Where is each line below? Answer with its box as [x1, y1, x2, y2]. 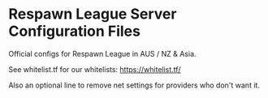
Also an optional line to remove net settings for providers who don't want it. [8, 80, 260, 90]
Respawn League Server [8, 5, 177, 23]
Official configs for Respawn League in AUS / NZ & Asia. [8, 49, 197, 58]
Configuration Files [8, 22, 140, 40]
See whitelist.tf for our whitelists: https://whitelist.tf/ [8, 64, 181, 74]
